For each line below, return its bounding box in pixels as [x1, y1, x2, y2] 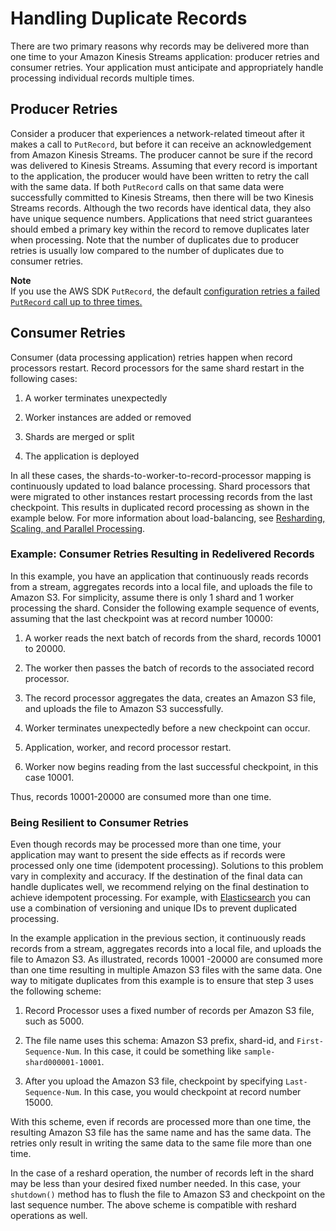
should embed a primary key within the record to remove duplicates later [10, 223, 310, 235]
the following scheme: [10, 985, 102, 997]
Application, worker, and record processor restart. [24, 741, 232, 753]
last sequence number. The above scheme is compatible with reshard [10, 1199, 297, 1211]
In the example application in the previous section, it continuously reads [10, 932, 307, 944]
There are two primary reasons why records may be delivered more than [10, 40, 310, 52]
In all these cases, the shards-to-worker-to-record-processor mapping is [10, 469, 312, 481]
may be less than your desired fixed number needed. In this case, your [10, 1178, 302, 1190]
